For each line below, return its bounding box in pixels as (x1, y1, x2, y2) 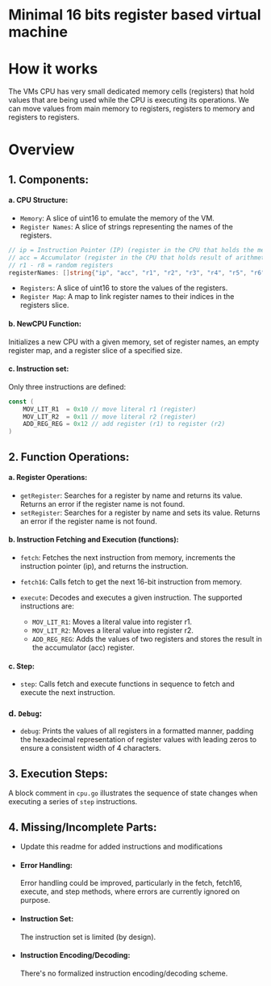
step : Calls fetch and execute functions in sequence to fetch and (19, 679, 236, 689)
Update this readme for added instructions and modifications (19, 842, 223, 852)
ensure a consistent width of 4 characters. (19, 744, 161, 753)
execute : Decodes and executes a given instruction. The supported (19, 592, 243, 602)
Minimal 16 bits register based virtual (8, 6, 261, 24)
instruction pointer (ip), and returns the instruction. (19, 561, 189, 571)
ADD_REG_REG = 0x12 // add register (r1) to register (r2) (23, 420, 226, 428)
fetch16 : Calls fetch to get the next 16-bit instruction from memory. (19, 576, 242, 587)
